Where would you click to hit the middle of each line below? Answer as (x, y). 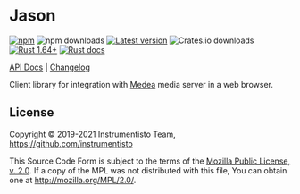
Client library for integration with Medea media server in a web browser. (142, 84)
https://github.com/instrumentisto (71, 143)
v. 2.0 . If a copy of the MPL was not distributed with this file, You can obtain (148, 170)
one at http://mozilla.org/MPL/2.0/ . (73, 180)
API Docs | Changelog (50, 67)
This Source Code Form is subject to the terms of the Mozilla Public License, (150, 161)
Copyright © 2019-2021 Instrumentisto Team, (92, 134)
